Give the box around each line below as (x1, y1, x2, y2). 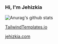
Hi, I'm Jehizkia (5, 4, 42, 11)
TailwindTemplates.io (5, 24, 48, 30)
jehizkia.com (5, 33, 31, 40)
